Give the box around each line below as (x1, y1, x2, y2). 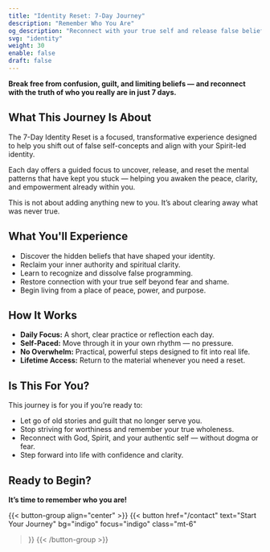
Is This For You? (8, 379, 90, 392)
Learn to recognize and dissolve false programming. (19, 268, 193, 278)
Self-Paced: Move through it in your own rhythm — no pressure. (19, 338, 234, 348)
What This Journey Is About (8, 110, 152, 125)
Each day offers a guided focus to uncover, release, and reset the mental (8, 164, 249, 174)
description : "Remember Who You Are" (8, 19, 135, 27)
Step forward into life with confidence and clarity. (19, 450, 184, 460)
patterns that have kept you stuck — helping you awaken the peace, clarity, (8, 173, 259, 183)
